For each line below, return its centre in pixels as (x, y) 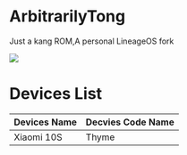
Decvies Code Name (130, 122)
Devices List (56, 94)
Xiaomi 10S (38, 137)
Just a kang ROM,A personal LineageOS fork (92, 41)
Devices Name (46, 122)
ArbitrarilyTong (68, 16)
